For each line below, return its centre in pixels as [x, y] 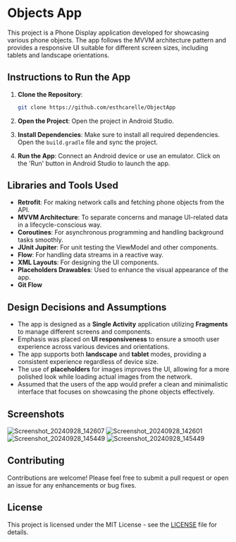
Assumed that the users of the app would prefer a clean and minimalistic [123, 384]
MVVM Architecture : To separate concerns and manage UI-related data [123, 218]
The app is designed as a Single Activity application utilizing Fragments [123, 324]
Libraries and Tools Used [63, 185]
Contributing [36, 461]
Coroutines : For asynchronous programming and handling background [120, 232]
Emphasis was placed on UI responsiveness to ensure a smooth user [118, 339]
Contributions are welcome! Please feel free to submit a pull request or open [118, 478]
